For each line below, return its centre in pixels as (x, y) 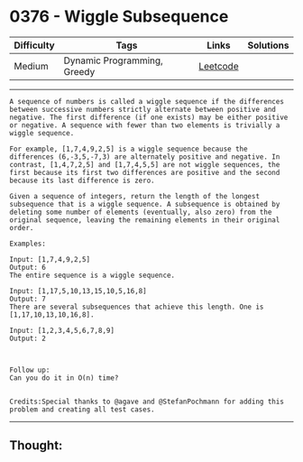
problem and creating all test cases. (82, 409)
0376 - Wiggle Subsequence (119, 17)
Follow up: (30, 370)
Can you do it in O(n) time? (64, 378)
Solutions (268, 45)
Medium (31, 66)
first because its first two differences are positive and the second (145, 172)
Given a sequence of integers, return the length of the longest (134, 196)
